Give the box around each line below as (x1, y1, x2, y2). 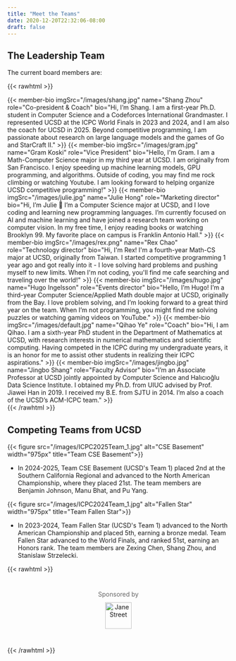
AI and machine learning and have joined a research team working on (7, 216, 209, 225)
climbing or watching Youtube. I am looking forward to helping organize (7, 178, 215, 187)
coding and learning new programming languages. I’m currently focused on (7, 208, 227, 217)
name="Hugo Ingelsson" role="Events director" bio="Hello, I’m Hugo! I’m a (7, 283, 225, 292)
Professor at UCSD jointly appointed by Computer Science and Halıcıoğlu (7, 374, 220, 382)
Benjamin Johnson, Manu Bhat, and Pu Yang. (17, 487, 149, 494)
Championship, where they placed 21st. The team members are (17, 479, 202, 487)
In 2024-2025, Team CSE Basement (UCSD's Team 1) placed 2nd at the (17, 464, 225, 472)
